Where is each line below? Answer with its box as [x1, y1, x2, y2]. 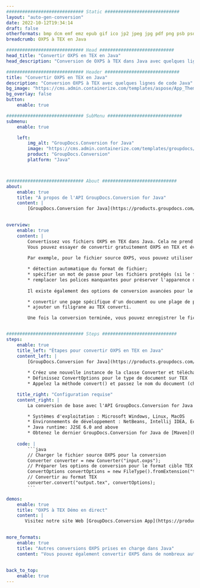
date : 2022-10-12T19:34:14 [6, 20, 73, 26]
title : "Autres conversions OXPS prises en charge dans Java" [17, 545, 174, 551]
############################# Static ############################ [6, 8, 180, 15]
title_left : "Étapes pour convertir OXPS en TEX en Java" [17, 348, 164, 354]
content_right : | [17, 397, 60, 403]
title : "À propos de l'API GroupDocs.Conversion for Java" [17, 195, 167, 201]
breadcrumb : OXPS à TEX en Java [6, 36, 86, 42]
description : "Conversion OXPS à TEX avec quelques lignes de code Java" [6, 80, 193, 86]
